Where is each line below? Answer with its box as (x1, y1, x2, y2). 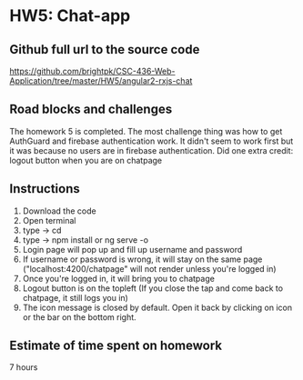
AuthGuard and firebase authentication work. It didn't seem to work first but (9, 135, 294, 146)
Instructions (9, 181, 80, 196)
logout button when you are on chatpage (9, 155, 162, 165)
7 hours (9, 362, 38, 373)
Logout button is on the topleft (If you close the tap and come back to (22, 283, 284, 294)
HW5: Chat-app (9, 5, 131, 26)
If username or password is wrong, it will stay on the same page (22, 254, 263, 265)
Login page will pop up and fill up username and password (22, 244, 243, 255)
